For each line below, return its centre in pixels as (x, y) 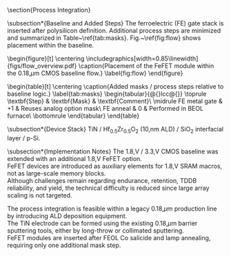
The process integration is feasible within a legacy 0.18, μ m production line (112, 209)
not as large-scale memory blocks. (57, 173)
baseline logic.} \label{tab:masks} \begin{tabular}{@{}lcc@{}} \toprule (107, 94)
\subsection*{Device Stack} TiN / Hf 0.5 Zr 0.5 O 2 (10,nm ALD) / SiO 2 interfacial (115, 130)
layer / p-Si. (24, 138)
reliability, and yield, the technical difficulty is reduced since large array (108, 188)
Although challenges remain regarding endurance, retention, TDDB (102, 180)
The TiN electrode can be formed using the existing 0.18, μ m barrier (102, 223)
